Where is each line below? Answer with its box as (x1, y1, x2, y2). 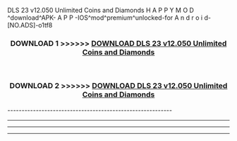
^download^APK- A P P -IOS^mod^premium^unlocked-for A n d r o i (7, 13, 203, 22)
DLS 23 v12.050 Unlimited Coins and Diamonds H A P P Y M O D (7, 6, 194, 14)
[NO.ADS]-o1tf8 (7, 21, 53, 29)
